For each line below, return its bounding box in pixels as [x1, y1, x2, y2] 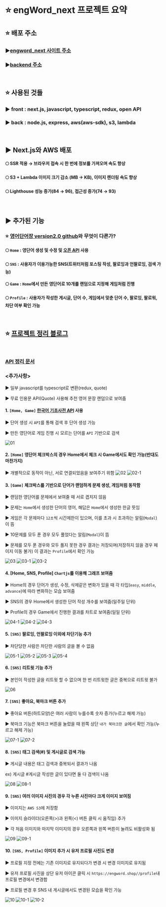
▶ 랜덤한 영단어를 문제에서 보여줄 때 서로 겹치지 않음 [5, 494, 107, 500]
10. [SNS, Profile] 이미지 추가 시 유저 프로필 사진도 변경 [5, 848, 115, 854]
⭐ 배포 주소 [5, 29, 37, 37]
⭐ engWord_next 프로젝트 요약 [5, 4, 127, 16]
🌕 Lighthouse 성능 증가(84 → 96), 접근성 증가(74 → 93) [5, 188, 116, 194]
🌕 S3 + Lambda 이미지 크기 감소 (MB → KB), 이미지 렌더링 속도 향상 [5, 174, 137, 180]
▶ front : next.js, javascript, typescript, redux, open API [5, 106, 142, 113]
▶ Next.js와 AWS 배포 [5, 146, 72, 154]
